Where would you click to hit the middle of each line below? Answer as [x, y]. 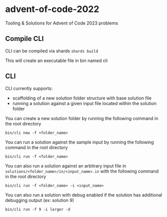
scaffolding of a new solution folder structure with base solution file [82, 98]
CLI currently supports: [29, 88]
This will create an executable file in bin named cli [56, 60]
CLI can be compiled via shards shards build [52, 50]
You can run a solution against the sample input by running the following [79, 142]
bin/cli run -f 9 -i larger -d [38, 209]
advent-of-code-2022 [52, 9]
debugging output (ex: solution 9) [39, 200]
